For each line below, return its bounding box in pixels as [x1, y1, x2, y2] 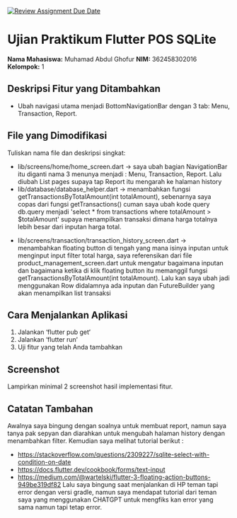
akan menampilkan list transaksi [17, 289, 111, 297]
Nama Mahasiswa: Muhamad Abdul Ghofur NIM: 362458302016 [7, 54, 197, 63]
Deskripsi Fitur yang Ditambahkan [7, 83, 161, 95]
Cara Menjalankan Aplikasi [7, 309, 128, 321]
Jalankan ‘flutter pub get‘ [17, 328, 91, 336]
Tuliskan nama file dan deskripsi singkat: [7, 149, 126, 157]
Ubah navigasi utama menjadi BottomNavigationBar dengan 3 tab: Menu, [17, 101, 230, 110]
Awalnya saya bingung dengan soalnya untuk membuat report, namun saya [7, 422, 226, 430]
